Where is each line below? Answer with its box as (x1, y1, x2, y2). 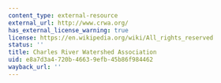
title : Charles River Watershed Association (8, 48, 157, 56)
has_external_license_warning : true (8, 26, 129, 34)
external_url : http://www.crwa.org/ (8, 19, 129, 27)
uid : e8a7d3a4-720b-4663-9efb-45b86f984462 (8, 56, 154, 64)
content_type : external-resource (8, 11, 118, 20)
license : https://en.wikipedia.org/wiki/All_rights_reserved (8, 33, 214, 42)
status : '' (8, 41, 44, 49)
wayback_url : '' (8, 63, 62, 71)
